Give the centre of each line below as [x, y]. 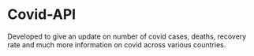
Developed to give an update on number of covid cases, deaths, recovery [127, 36]
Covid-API [42, 15]
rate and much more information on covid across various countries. [117, 44]
